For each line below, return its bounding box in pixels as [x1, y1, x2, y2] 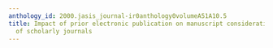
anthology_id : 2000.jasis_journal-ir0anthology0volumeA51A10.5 [8, 11, 227, 20]
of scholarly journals [15, 27, 93, 35]
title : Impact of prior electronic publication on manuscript [8, 20, 223, 28]
